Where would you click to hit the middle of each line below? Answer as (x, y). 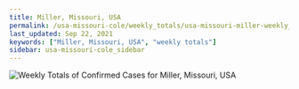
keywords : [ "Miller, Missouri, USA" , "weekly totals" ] (113, 42)
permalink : (29, 26)
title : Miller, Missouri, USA (65, 17)
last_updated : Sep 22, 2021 (61, 33)
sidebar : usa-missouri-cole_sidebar (77, 50)
